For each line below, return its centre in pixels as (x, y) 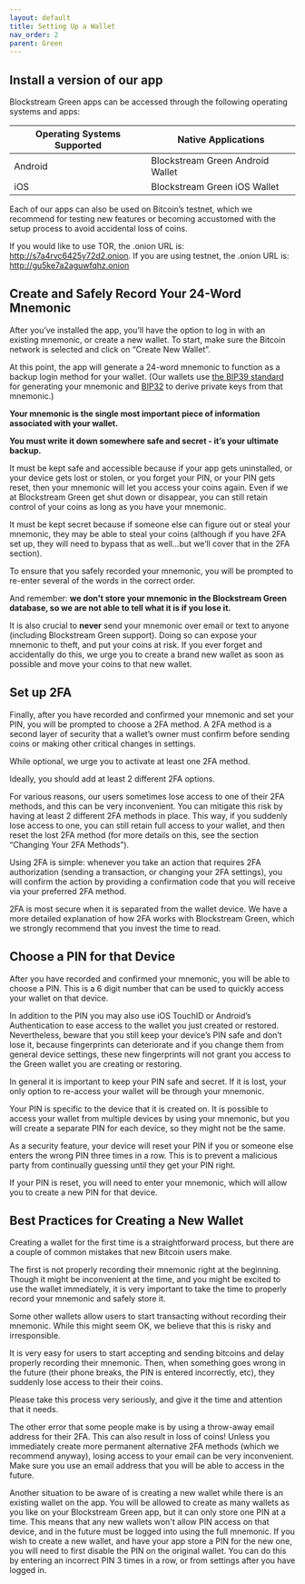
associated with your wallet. (64, 423)
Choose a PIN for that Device (92, 956)
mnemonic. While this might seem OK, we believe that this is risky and (140, 1326)
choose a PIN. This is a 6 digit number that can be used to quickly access (147, 988)
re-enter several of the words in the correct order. (103, 580)
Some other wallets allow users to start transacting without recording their (148, 1316)
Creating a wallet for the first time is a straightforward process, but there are (152, 1242)
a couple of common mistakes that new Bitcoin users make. (121, 1252)
